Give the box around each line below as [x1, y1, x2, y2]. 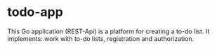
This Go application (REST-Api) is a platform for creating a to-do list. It [7, 27, 210, 35]
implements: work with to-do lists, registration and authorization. [7, 34, 195, 42]
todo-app [7, 4, 63, 20]
